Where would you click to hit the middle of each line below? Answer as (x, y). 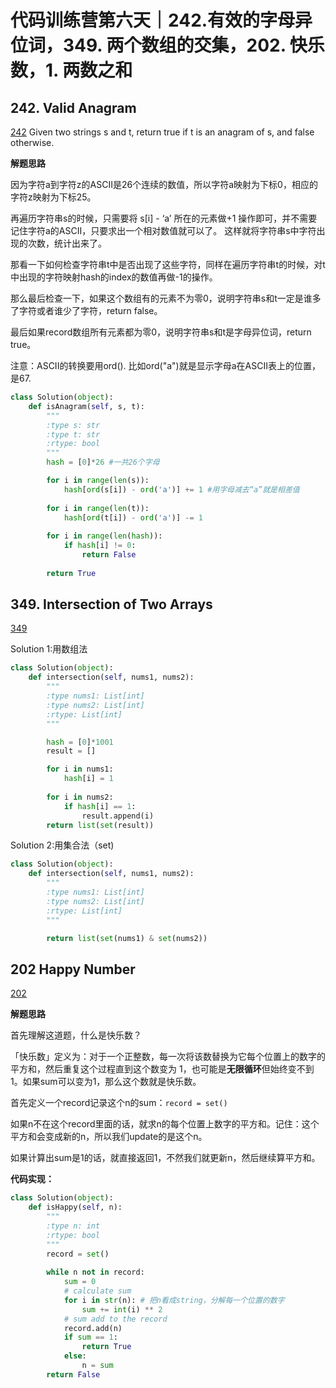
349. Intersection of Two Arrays (111, 604)
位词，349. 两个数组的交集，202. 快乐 (167, 45)
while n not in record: (95, 1272)
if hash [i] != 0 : (100, 546)
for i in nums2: (80, 797)
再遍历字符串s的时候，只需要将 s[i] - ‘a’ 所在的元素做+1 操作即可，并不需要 (164, 218)
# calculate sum (97, 1291)
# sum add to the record (115, 1319)
